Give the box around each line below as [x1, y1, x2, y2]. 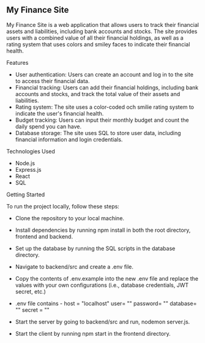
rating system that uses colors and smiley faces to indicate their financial [6, 40, 190, 48]
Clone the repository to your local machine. [15, 214, 124, 222]
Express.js [15, 166, 42, 173]
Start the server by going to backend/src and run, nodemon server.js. [15, 318, 190, 325]
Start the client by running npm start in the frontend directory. [15, 330, 171, 337]
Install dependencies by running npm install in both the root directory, [15, 226, 191, 234]
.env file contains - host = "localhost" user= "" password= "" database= [15, 300, 197, 307]
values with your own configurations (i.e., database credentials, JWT [15, 281, 189, 289]
